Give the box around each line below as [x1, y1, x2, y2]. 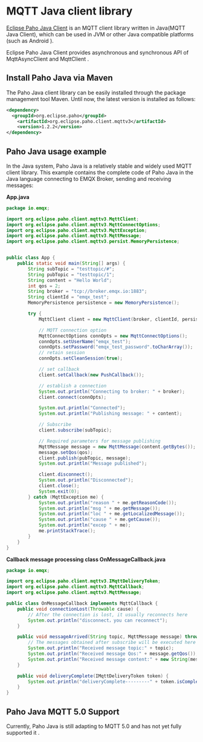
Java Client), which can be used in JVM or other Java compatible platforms [6, 30, 194, 38]
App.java [6, 193, 30, 200]
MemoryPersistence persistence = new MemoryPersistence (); [28, 300, 180, 306]
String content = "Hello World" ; [28, 277, 112, 283]
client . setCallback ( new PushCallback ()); [38, 372, 145, 378]
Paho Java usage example [6, 146, 107, 157]
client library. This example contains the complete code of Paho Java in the [6, 168, 193, 176]
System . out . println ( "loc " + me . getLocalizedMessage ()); [38, 511, 185, 517]
